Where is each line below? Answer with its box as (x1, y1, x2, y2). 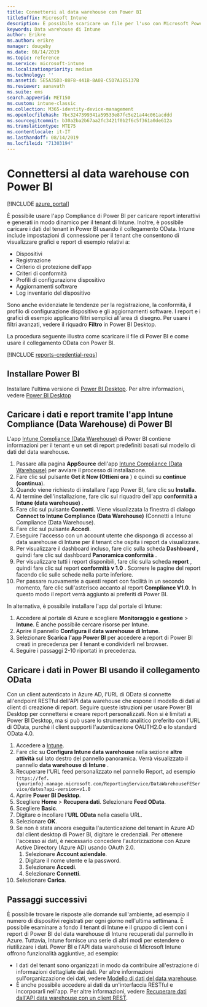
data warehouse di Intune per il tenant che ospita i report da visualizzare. (15, 538, 201, 546)
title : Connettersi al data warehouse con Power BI (7, 9, 142, 15)
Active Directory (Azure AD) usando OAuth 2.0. (15, 844, 136, 851)
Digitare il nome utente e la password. (25, 857, 122, 865)
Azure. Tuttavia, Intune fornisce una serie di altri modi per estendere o (7, 936, 184, 944)
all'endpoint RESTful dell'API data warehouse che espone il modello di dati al (7, 698, 201, 705)
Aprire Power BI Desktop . (15, 791, 81, 799)
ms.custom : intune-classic (7, 100, 76, 106)
